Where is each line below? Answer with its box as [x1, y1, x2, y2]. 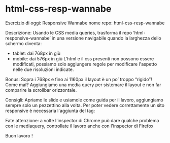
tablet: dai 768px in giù [12, 50, 61, 56]
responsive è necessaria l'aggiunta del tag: [5, 108, 95, 114]
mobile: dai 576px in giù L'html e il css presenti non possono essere [12, 55, 154, 61]
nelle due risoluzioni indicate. [12, 66, 74, 73]
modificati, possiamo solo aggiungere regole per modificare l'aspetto [12, 61, 157, 67]
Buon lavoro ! [5, 132, 33, 138]
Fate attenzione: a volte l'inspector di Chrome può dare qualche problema [5, 117, 159, 123]
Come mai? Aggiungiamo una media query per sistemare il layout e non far [5, 82, 161, 88]
